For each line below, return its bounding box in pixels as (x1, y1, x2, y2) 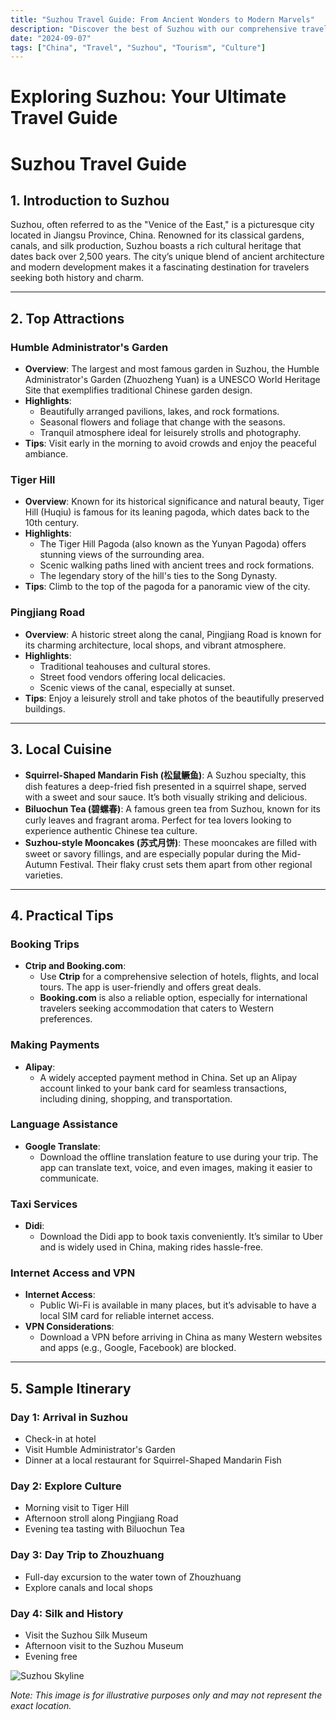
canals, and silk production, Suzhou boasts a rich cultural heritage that (10, 240, 302, 252)
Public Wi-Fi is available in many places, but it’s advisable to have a (39, 1299, 317, 1311)
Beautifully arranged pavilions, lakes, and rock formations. (39, 406, 280, 418)
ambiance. (24, 448, 69, 460)
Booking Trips (10, 937, 80, 951)
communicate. (39, 1172, 100, 1184)
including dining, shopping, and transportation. (39, 1092, 233, 1105)
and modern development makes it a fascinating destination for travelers (10, 261, 310, 273)
